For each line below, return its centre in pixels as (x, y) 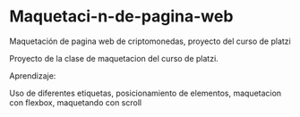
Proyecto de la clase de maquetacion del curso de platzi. (114, 58)
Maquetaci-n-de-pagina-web (121, 17)
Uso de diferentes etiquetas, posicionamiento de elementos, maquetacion (146, 93)
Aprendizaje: (33, 75)
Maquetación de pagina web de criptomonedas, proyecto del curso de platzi (150, 41)
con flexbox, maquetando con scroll (75, 102)
